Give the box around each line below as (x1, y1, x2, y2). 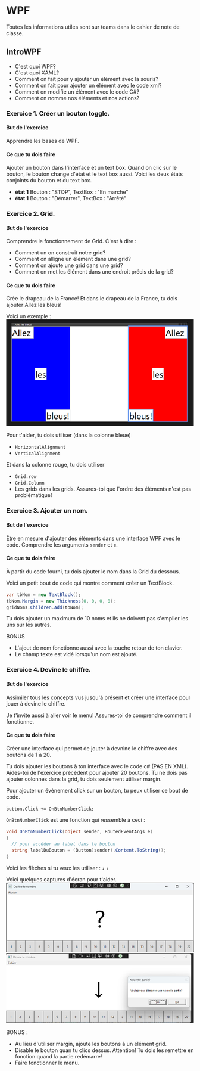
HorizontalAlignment (14, 445, 66, 451)
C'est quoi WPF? (14, 63, 56, 70)
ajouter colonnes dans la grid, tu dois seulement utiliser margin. (6, 775, 162, 783)
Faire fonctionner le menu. (14, 1059, 80, 1066)
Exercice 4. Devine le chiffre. (6, 666, 91, 674)
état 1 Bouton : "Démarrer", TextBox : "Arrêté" (14, 195, 127, 202)
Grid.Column (14, 480, 45, 486)
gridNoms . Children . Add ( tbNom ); (6, 604, 84, 610)
